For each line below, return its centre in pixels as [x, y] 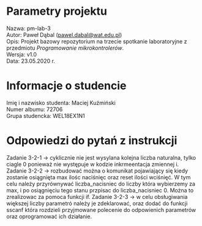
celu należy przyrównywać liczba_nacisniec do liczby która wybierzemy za [101, 184]
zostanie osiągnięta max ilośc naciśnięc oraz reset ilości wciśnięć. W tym [99, 177]
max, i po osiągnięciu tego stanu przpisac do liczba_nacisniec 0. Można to [100, 190]
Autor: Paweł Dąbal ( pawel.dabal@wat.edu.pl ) [64, 34]
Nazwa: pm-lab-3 [28, 28]
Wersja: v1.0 [22, 54]
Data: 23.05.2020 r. [31, 61]
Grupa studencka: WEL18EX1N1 [46, 115]
